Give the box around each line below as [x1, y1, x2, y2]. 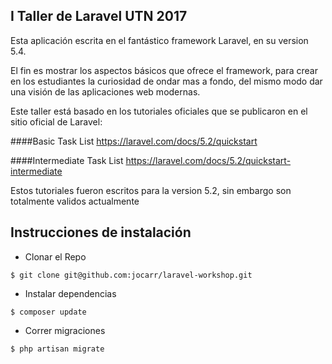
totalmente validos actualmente [10, 195, 140, 207]
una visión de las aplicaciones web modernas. [10, 85, 201, 98]
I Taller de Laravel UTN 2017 [10, 8, 188, 25]
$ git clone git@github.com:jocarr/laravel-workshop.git [10, 270, 253, 280]
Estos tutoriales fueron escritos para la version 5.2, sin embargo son [10, 184, 292, 196]
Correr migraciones [24, 324, 106, 336]
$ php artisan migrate [10, 344, 105, 354]
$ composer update [10, 307, 87, 317]
